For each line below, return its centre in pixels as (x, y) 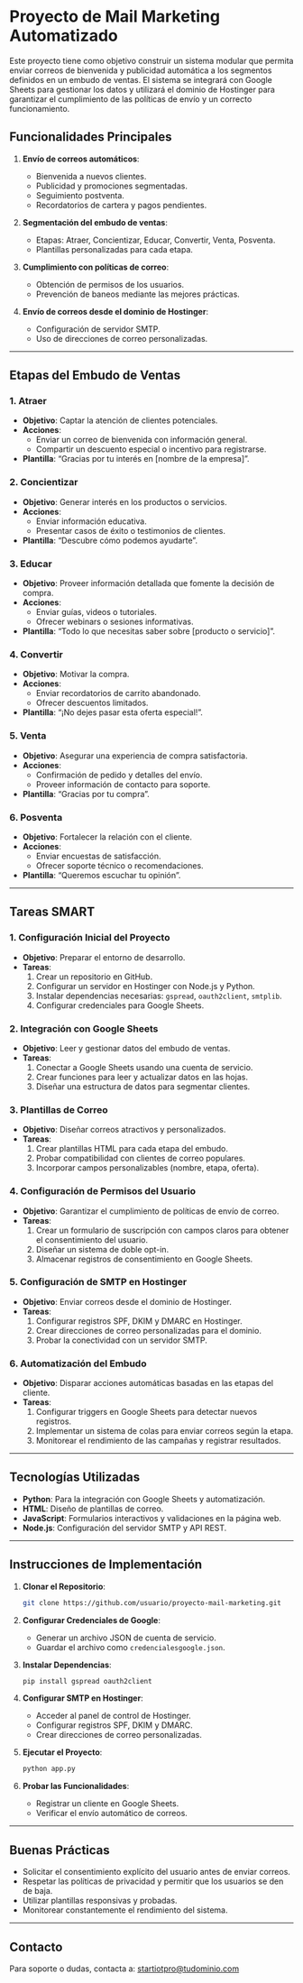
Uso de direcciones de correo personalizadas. (122, 338)
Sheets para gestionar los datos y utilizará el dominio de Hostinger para (142, 89)
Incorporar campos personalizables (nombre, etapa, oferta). (147, 1168)
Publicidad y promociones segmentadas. (111, 186)
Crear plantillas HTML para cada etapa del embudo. (132, 1149)
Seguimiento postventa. (80, 195)
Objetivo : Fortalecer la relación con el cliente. (107, 837)
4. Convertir (36, 654)
